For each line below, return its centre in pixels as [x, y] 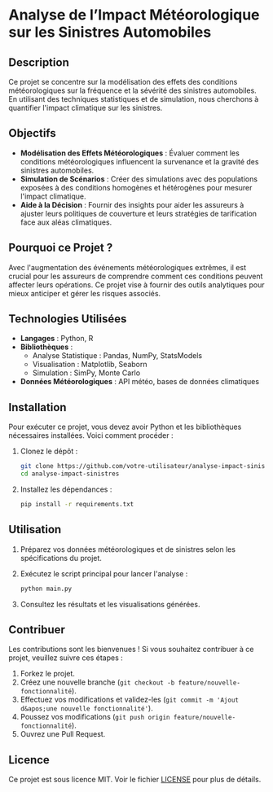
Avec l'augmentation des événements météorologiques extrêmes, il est [128, 267]
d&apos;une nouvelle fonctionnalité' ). [86, 708]
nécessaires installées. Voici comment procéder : [91, 435]
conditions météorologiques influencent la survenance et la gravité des [139, 161]
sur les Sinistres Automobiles [110, 32]
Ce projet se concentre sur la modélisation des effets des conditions [123, 82]
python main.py [46, 589]
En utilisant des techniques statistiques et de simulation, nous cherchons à [134, 99]
